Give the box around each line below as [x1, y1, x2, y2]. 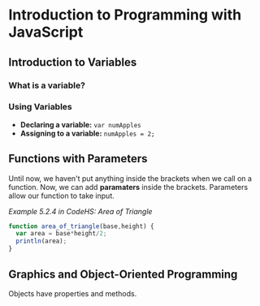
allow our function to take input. [8, 191, 115, 200]
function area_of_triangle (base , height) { [8, 222, 154, 231]
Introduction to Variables [8, 55, 137, 69]
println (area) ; [15, 237, 67, 245]
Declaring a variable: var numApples [19, 119, 142, 129]
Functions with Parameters [8, 152, 148, 166]
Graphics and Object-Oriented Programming [8, 267, 238, 281]
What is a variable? [8, 80, 85, 91]
